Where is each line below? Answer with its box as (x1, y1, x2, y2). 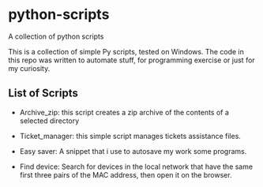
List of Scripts (8, 87, 79, 100)
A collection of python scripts (8, 32, 104, 41)
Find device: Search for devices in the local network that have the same (19, 162, 254, 171)
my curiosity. (8, 63, 51, 73)
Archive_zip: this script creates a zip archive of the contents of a (19, 107, 229, 117)
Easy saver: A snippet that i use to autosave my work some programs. (19, 146, 247, 155)
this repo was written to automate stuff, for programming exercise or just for (8, 55, 255, 65)
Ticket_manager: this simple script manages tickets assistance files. (19, 131, 241, 140)
